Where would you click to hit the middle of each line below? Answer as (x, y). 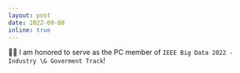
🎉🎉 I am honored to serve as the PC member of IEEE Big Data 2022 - (121, 53)
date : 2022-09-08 (37, 23)
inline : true (30, 30)
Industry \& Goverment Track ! (57, 60)
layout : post (30, 15)
